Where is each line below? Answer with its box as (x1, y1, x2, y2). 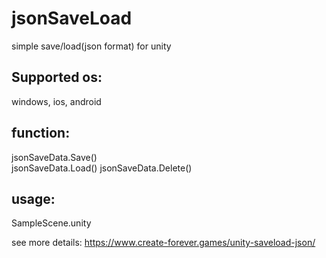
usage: (11, 190, 56, 207)
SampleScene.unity (11, 217, 92, 229)
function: (11, 125, 71, 142)
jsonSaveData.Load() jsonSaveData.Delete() (11, 162, 193, 174)
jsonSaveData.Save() (11, 151, 98, 163)
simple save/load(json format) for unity (11, 40, 172, 52)
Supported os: (11, 69, 103, 86)
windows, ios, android (11, 95, 102, 107)
